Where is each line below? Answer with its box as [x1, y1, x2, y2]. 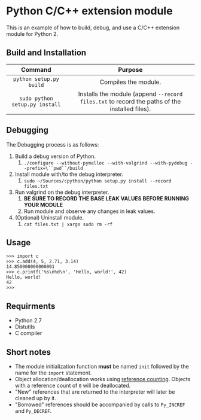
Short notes [6, 347, 51, 357]
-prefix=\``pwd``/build [23, 165, 84, 171]
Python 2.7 [14, 317, 42, 324]
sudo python [19, 95, 53, 102]
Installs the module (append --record [78, 90, 183, 98]
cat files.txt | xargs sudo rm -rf [23, 221, 112, 227]
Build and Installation [6, 48, 87, 58]
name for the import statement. [14, 369, 92, 376]
